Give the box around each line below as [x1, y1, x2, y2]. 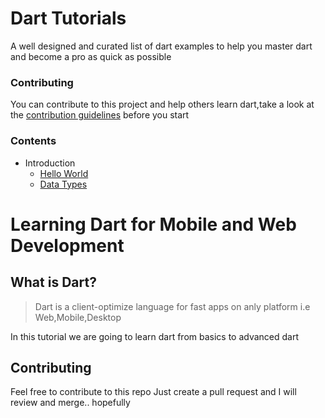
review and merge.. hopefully [10, 397, 131, 409]
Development [10, 234, 125, 257]
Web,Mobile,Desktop [34, 311, 122, 323]
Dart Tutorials [10, 7, 127, 30]
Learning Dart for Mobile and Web [10, 213, 297, 236]
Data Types [39, 178, 88, 190]
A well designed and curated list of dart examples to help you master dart [10, 40, 313, 52]
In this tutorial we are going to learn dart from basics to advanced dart [10, 330, 300, 342]
